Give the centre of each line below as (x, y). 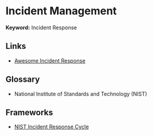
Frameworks (29, 112)
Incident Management (61, 11)
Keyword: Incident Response (41, 27)
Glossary (23, 80)
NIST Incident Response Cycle (51, 127)
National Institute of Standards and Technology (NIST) (80, 94)
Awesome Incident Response (50, 60)
